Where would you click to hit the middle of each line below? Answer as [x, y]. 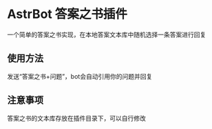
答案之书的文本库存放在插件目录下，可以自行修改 [76, 118]
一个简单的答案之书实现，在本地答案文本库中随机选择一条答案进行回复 [107, 34]
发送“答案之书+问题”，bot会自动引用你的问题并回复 [80, 76]
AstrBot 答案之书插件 [67, 14]
